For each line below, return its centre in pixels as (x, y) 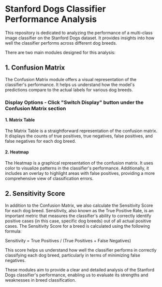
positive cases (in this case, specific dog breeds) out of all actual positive (78, 221)
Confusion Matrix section (36, 108)
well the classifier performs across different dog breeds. (61, 43)
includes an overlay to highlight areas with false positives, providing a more (80, 173)
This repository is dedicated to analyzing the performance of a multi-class (79, 33)
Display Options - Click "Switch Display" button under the (74, 102)
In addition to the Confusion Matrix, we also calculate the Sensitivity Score (79, 205)
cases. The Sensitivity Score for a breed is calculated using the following (77, 226)
